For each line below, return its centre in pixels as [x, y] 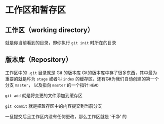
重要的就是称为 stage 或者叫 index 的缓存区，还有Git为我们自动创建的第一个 [82, 79]
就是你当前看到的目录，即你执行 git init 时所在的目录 [61, 43]
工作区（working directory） [50, 30]
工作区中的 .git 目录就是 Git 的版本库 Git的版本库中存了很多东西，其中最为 [81, 73]
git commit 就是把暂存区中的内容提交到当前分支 [54, 106]
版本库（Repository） [39, 60]
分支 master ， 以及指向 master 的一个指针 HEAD [52, 85]
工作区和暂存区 [36, 10]
